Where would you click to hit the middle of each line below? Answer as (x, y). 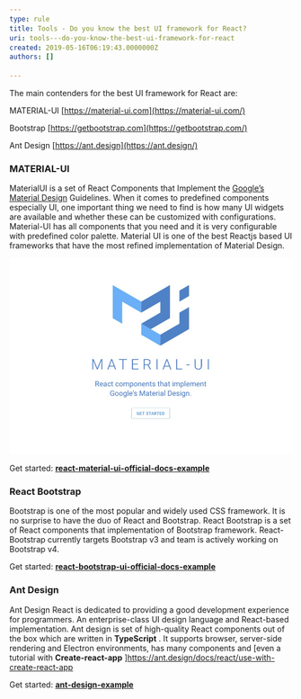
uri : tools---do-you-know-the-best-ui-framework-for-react (122, 38)
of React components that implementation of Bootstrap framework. (133, 530)
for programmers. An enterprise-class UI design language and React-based (149, 619)
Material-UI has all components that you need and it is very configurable (143, 227)
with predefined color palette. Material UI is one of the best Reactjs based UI (151, 236)
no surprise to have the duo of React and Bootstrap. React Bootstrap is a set (150, 521)
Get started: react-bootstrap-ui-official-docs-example (112, 567)
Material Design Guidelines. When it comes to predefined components (139, 198)
